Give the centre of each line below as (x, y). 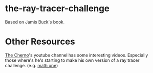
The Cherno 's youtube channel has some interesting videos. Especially (76, 55)
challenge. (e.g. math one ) (32, 65)
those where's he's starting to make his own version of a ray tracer (72, 60)
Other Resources (40, 42)
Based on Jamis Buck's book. (35, 22)
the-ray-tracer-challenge (57, 9)
